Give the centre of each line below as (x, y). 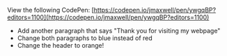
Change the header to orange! (61, 45)
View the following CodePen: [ (50, 10)
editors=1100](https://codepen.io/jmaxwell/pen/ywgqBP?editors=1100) (108, 17)
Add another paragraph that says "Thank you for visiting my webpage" (119, 31)
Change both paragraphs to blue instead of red (85, 38)
